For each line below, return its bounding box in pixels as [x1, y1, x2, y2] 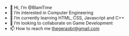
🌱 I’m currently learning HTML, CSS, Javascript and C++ [9, 15, 125, 20]
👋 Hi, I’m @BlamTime [9, 5, 53, 10]
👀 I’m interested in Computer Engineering [9, 10, 94, 16]
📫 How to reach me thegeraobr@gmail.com [9, 26, 100, 31]
